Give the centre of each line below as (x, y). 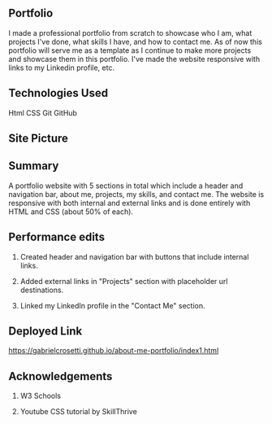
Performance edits (57, 237)
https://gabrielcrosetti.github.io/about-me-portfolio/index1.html (114, 351)
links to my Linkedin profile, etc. (62, 68)
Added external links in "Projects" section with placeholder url (124, 281)
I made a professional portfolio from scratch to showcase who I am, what (130, 33)
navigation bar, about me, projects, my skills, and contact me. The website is (136, 194)
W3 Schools (41, 396)
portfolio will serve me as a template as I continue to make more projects (130, 50)
